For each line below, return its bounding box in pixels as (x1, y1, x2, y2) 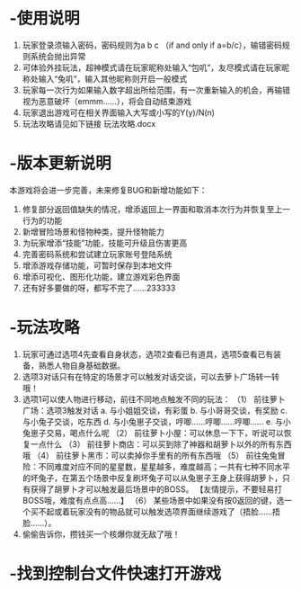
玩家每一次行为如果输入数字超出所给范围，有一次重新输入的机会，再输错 (22, 85, 290, 95)
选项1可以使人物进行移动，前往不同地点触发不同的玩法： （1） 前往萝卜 (22, 393, 286, 405)
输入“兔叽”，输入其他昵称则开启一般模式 (38, 73, 188, 84)
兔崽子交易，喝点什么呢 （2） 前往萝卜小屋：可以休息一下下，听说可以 (22, 427, 285, 438)
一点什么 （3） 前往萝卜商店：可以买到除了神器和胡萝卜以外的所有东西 (30, 438, 292, 450)
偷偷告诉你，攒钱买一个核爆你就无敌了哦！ (22, 528, 181, 540)
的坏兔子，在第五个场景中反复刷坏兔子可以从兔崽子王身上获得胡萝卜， (22, 472, 283, 483)
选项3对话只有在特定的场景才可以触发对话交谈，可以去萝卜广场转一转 (22, 371, 280, 382)
